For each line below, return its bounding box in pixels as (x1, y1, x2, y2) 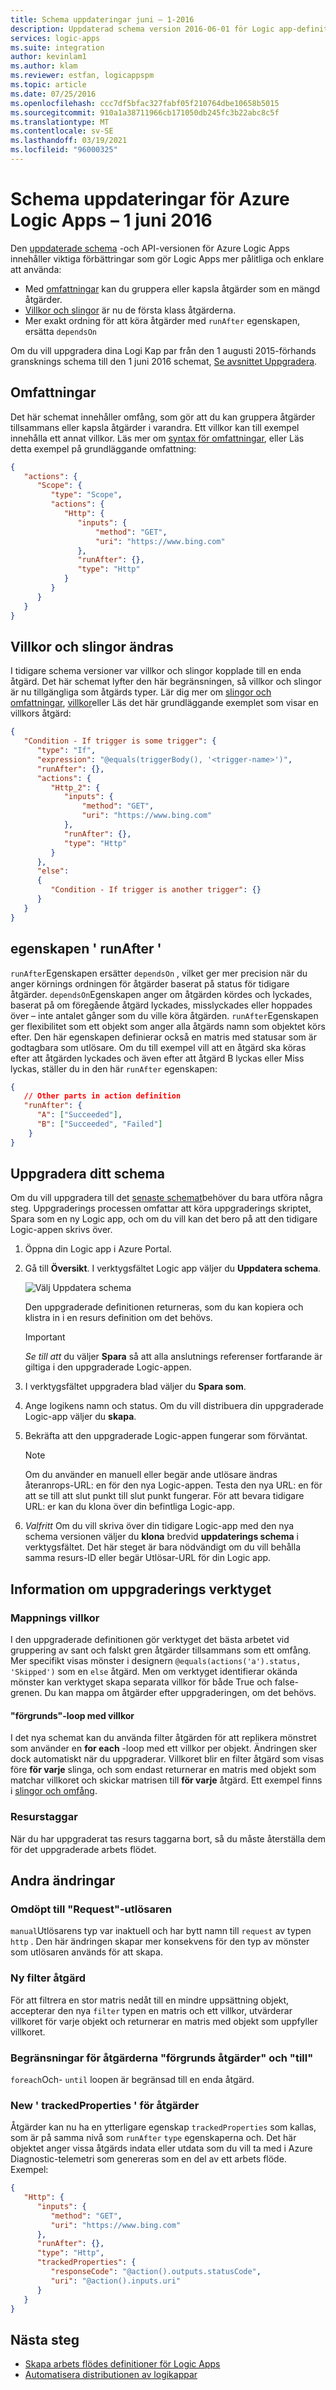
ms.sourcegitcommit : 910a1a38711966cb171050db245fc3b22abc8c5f (10, 107, 280, 118)
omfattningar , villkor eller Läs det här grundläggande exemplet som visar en (10, 697, 319, 709)
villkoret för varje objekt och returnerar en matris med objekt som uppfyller (10, 2015, 318, 2027)
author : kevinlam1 (10, 52, 87, 62)
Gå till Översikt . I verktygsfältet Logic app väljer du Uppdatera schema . (24, 1262, 322, 1275)
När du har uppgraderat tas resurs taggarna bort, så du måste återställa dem (10, 1832, 326, 1845)
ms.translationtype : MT (10, 117, 110, 127)
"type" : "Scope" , (50, 490, 123, 500)
